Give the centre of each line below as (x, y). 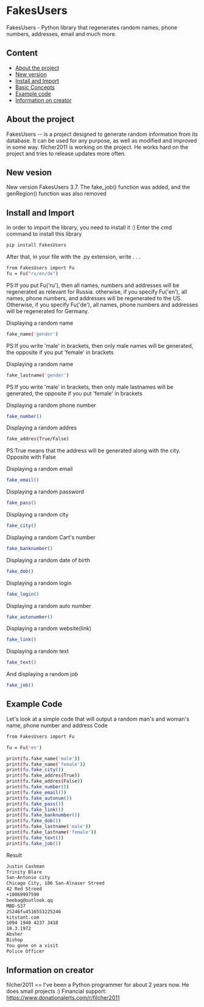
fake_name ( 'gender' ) (33, 334)
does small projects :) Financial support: (57, 991)
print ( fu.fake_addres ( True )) (43, 776)
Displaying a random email (40, 469)
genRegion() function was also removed (56, 194)
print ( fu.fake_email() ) (37, 793)
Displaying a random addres (42, 428)
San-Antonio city (28, 878)
